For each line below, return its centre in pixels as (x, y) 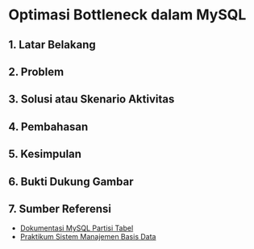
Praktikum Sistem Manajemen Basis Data (88, 237)
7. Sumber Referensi (60, 208)
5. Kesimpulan (45, 154)
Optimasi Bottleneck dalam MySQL (127, 15)
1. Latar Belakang (52, 45)
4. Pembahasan (48, 127)
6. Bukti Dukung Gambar (71, 182)
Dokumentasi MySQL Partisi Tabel (77, 228)
